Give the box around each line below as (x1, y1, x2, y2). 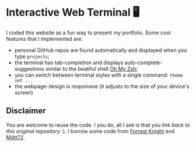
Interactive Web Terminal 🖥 (6, 6, 140, 19)
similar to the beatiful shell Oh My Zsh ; (45, 65, 138, 72)
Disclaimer (6, 106, 46, 116)
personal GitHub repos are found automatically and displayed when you (14, 46, 187, 54)
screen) (14, 89, 33, 96)
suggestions (14, 65, 45, 72)
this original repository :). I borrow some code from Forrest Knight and (6, 127, 175, 134)
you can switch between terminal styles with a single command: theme (14, 71, 183, 78)
